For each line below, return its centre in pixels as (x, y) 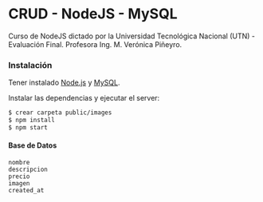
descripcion (28, 170)
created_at (26, 191)
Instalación (30, 65)
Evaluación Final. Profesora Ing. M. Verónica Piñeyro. (95, 44)
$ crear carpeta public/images (60, 113)
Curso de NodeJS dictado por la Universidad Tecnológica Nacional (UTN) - (132, 36)
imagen (19, 184)
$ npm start (28, 127)
